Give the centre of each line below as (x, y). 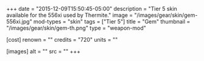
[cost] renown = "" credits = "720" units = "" (62, 40)
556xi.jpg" (19, 21)
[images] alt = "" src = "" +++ (44, 51)
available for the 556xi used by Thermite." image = (70, 15)
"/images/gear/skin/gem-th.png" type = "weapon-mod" (76, 28)
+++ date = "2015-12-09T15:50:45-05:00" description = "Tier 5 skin (92, 9)
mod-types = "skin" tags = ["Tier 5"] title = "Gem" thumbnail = (112, 21)
